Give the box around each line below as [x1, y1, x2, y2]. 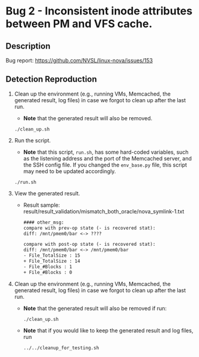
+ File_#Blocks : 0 [23, 269, 73, 275]
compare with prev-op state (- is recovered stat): [23, 225, 156, 231]
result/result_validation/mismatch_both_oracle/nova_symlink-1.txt [23, 207, 185, 215]
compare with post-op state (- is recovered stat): [23, 242, 156, 248]
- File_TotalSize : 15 [23, 252, 81, 259]
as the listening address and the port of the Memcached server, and [23, 154, 192, 162]
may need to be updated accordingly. [23, 167, 117, 175]
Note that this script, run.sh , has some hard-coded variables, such [23, 148, 189, 156]
